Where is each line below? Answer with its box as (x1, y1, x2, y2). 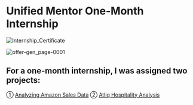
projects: (6, 75, 41, 85)
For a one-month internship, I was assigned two (6, 66, 188, 76)
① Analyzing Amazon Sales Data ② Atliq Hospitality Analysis (6, 91, 160, 98)
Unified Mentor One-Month (6, 4, 145, 18)
